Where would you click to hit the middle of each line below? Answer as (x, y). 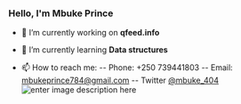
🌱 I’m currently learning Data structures (94, 50)
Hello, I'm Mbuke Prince (61, 13)
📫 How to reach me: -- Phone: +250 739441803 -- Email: (127, 68)
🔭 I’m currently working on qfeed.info (90, 33)
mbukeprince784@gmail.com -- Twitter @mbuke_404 (120, 80)
